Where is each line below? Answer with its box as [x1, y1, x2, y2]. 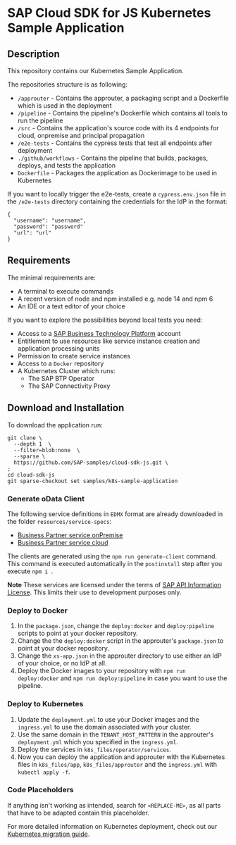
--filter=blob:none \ [13, 446, 80, 453]
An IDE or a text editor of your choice [17, 301, 125, 311]
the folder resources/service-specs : [7, 517, 112, 525]
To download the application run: [7, 420, 104, 429]
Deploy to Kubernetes [7, 699, 84, 709]
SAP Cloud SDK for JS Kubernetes [7, 5, 211, 21]
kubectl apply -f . [17, 768, 70, 776]
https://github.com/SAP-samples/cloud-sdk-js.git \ [13, 459, 169, 466]
